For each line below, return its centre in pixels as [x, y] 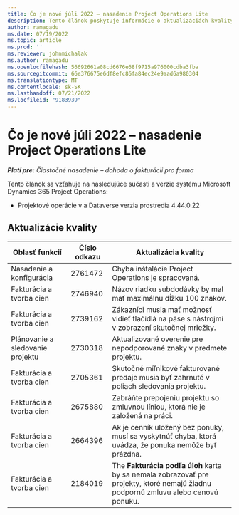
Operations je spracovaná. [156, 277]
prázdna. [127, 454]
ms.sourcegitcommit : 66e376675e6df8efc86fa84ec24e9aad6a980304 [103, 73]
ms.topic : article [34, 41]
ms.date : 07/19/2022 [38, 34]
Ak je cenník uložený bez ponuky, [168, 427]
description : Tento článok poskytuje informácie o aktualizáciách [108, 21]
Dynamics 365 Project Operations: [58, 191]
